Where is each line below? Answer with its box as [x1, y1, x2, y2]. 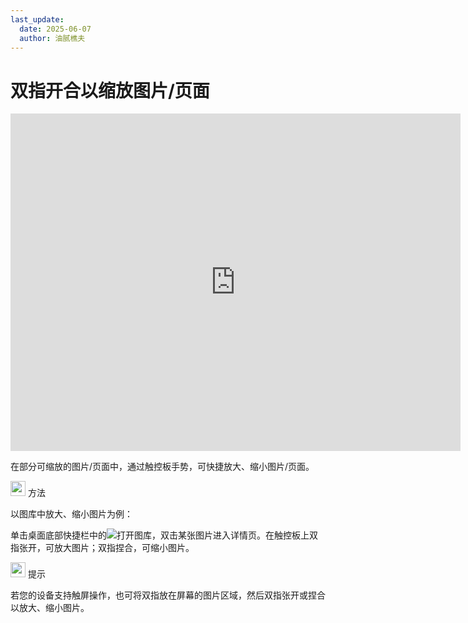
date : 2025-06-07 [19, 24, 92, 34]
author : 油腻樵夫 [19, 33, 86, 43]
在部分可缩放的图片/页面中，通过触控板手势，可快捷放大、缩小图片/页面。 [10, 461, 315, 473]
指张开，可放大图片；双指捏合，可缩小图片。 [10, 542, 195, 554]
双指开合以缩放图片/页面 [10, 79, 210, 102]
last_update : [10, 14, 65, 25]
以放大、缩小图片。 [10, 602, 90, 614]
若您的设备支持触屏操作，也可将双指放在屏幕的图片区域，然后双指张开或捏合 [10, 589, 326, 601]
